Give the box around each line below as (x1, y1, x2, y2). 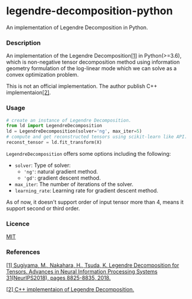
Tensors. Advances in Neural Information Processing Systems (6, 267, 158, 275)
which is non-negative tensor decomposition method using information (6, 58, 180, 66)
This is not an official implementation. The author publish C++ (6, 83, 158, 90)
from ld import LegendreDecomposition (6, 123, 102, 129)
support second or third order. (6, 204, 80, 212)
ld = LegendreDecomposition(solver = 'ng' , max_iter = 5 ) (6, 128, 143, 134)
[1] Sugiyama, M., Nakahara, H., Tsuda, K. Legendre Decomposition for (6, 262, 180, 269)
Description (6, 39, 41, 47)
